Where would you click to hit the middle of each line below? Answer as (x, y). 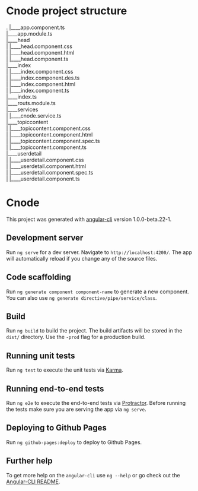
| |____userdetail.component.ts (43, 179)
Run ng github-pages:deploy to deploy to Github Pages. (74, 442)
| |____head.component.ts (37, 59)
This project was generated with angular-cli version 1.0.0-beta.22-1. (89, 219)
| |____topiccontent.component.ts (47, 147)
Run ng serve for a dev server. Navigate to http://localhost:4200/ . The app (99, 252)
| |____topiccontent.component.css (48, 128)
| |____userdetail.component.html (46, 166)
